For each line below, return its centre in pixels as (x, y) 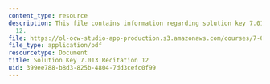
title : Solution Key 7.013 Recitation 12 (79, 61)
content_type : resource (48, 16)
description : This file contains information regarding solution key (127, 23)
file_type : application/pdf (55, 46)
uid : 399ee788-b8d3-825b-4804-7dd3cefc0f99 (82, 68)
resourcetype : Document (48, 53)
